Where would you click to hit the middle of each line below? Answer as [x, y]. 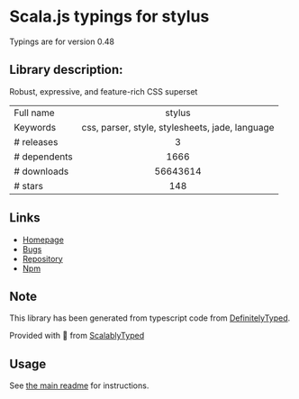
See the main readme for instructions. [79, 385]
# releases [36, 141]
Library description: [66, 70]
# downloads [41, 171]
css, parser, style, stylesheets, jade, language [178, 127]
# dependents [44, 157]
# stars [28, 186]
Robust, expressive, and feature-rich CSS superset [104, 91]
